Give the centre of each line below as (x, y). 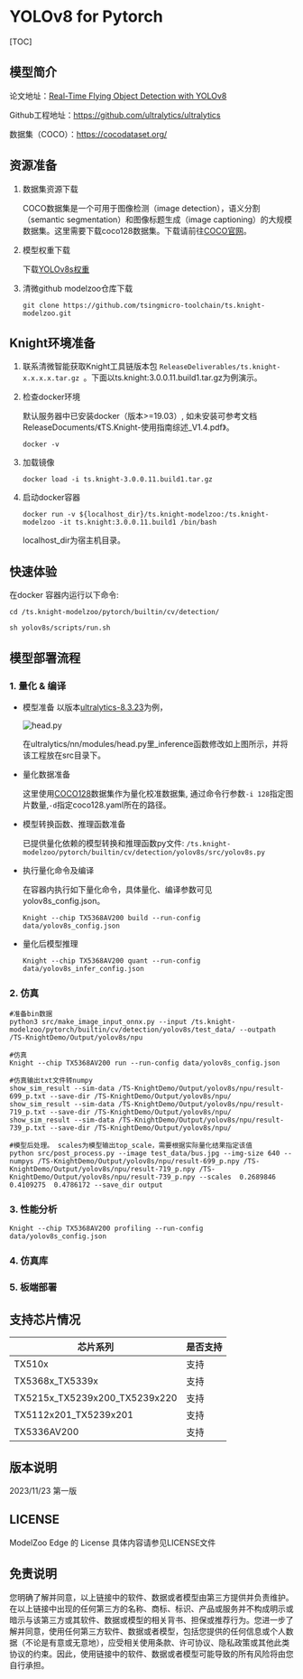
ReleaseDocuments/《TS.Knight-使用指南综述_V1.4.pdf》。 (128, 427)
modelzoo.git (47, 313)
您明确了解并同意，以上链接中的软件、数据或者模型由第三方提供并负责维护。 (151, 1597)
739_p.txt (28, 1128)
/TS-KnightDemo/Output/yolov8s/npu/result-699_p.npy (139, 1161)
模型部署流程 (45, 658)
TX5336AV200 (46, 1432)
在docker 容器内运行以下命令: (64, 595)
